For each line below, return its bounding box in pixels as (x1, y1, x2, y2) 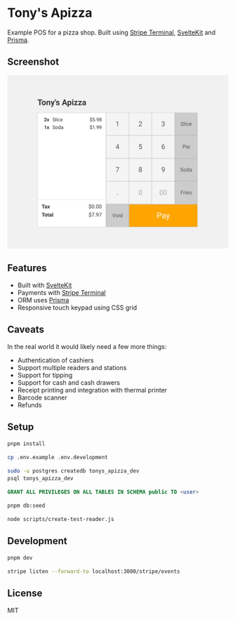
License (7, 588, 43, 600)
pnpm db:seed (7, 502, 46, 509)
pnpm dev (7, 555, 33, 562)
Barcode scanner (17, 393, 68, 402)
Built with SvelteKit (17, 281, 72, 289)
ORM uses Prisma (17, 296, 69, 304)
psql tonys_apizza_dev (7, 475, 74, 482)
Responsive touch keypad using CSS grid (17, 303, 137, 312)
